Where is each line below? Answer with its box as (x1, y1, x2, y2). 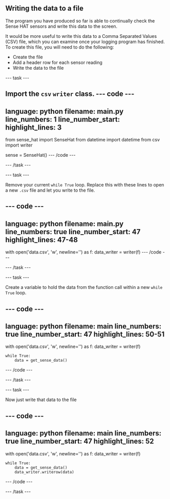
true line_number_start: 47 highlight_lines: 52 (5, 437, 155, 446)
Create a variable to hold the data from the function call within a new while (5, 284, 163, 290)
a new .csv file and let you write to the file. (5, 187, 95, 194)
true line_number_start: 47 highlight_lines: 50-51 (5, 330, 165, 339)
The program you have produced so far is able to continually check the (5, 17, 155, 24)
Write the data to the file (12, 65, 64, 71)
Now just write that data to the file (5, 397, 77, 403)
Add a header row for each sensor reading (12, 59, 102, 66)
